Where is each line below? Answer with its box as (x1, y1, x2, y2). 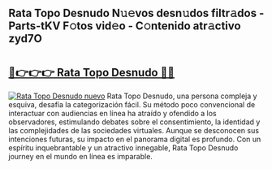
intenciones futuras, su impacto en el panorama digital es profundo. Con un (8, 134, 261, 144)
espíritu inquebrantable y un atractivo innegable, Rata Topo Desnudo (8, 143, 239, 153)
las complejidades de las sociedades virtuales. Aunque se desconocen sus (8, 126, 260, 135)
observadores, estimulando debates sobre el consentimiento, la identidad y (8, 117, 261, 127)
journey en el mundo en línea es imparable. (8, 152, 153, 161)
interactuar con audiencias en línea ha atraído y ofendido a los (8, 109, 217, 118)
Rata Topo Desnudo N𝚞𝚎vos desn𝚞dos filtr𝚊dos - (8, 6, 265, 20)
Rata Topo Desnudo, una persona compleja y (106, 91, 257, 101)
